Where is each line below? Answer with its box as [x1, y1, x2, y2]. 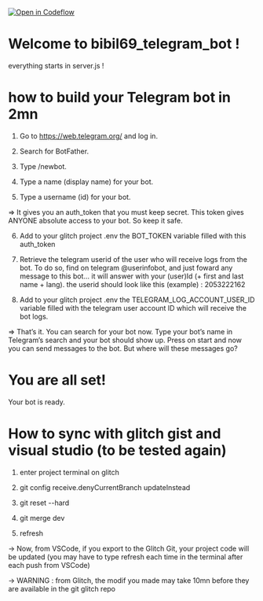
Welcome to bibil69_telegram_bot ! [8, 35, 240, 53]
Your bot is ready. [8, 397, 65, 407]
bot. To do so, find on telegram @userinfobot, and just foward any [19, 263, 233, 272]
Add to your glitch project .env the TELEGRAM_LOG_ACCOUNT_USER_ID [19, 295, 255, 304]
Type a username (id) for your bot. [19, 192, 131, 201]
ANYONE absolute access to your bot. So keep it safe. [8, 216, 183, 225]
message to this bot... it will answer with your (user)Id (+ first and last [19, 271, 244, 281]
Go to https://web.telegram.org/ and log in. [19, 131, 159, 141]
